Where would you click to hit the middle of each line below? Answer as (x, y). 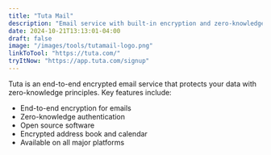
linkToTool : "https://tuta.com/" (65, 53)
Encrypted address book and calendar (83, 133)
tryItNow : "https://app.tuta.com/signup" (79, 61)
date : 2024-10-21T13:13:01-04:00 (65, 31)
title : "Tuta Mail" (41, 16)
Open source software (57, 125)
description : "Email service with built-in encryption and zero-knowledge (137, 23)
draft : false (30, 38)
